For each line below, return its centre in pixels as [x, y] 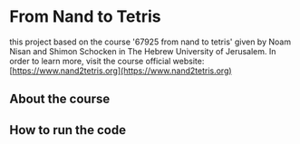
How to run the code [68, 130]
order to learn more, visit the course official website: [107, 61]
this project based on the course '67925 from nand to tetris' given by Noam [150, 42]
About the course [60, 99]
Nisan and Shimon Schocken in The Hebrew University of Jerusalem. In [143, 51]
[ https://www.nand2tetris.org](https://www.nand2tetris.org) [121, 71]
